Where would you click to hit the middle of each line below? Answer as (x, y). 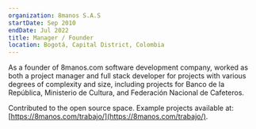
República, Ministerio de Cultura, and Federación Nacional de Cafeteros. (126, 93)
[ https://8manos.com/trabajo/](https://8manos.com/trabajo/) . (108, 116)
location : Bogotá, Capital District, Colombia (86, 45)
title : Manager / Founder (51, 38)
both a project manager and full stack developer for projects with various (127, 76)
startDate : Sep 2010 (42, 23)
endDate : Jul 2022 (38, 30)
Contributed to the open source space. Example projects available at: (121, 108)
